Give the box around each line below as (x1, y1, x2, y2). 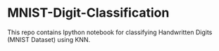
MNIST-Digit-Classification (7, 5, 170, 21)
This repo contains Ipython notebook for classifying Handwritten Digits (7, 28, 213, 36)
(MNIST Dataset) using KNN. (7, 35, 90, 43)
